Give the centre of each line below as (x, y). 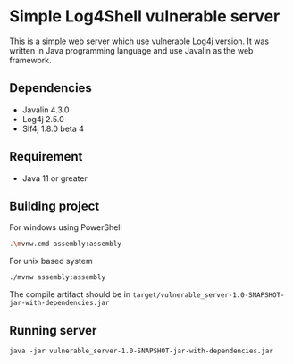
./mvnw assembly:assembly (57, 277)
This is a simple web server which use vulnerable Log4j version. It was (139, 41)
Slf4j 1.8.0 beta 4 (53, 128)
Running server (53, 331)
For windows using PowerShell (66, 227)
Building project (54, 206)
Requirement (46, 157)
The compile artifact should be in (70, 294)
